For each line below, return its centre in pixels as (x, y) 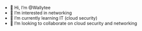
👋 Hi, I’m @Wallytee (30, 8)
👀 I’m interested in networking (41, 13)
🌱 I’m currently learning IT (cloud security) (54, 18)
